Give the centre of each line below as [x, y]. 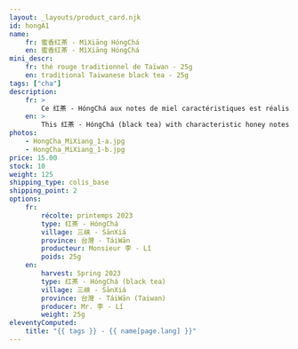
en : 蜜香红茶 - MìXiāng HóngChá [82, 51]
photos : [24, 133]
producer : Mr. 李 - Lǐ [83, 306]
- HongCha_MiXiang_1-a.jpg [75, 141]
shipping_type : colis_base [59, 183]
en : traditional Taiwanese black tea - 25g [107, 75]
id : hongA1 [29, 26]
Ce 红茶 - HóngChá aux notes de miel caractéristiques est [152, 108]
